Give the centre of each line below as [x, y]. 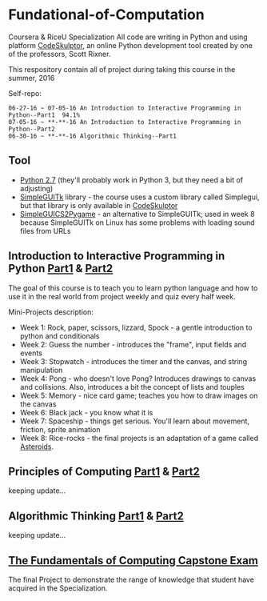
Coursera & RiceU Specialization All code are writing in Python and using [128, 37]
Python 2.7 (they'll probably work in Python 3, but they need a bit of [132, 180]
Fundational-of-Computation [107, 15]
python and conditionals [60, 336]
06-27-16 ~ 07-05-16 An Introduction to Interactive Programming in [125, 108]
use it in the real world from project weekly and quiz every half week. [122, 296]
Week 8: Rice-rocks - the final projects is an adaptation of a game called [139, 438]
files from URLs [45, 230]
